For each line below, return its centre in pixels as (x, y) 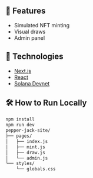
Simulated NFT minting (42, 25)
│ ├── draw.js (25, 152)
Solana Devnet (32, 83)
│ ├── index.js (27, 141)
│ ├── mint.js (25, 147)
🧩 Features (26, 11)
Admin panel (29, 38)
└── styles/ (20, 164)
